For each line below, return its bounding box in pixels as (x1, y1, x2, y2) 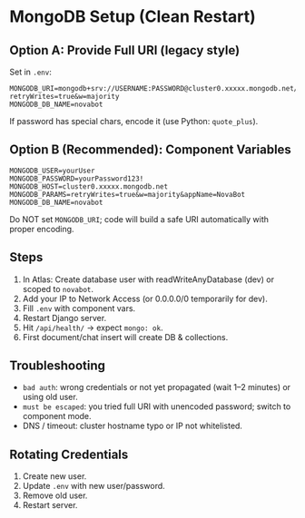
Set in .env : (9, 66, 52, 77)
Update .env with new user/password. (22, 481, 165, 492)
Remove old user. (22, 490, 88, 501)
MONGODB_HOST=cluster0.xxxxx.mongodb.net (9, 181, 169, 191)
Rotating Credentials (9, 446, 129, 462)
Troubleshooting (9, 358, 106, 374)
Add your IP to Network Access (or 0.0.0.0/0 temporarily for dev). (22, 293, 268, 304)
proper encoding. (9, 223, 74, 234)
